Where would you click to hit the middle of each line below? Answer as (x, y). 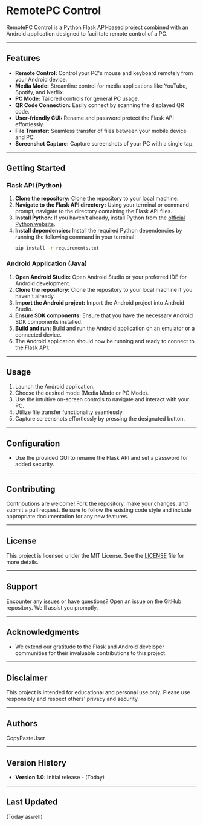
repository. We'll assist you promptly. (52, 607)
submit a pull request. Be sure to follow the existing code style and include (99, 510)
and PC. (25, 137)
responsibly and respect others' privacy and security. (73, 699)
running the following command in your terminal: (75, 237)
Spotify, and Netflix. (40, 92)
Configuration (33, 443)
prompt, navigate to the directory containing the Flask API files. (93, 211)
